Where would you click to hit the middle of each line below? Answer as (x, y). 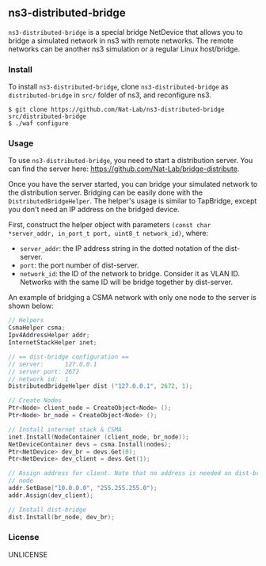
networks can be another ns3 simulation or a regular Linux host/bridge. (124, 49)
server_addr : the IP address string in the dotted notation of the (122, 249)
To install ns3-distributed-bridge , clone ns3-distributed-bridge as (118, 87)
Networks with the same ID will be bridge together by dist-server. (126, 282)
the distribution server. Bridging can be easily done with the (106, 192)
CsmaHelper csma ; (37, 328)
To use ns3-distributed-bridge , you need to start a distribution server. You (131, 161)
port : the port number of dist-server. (79, 265)
